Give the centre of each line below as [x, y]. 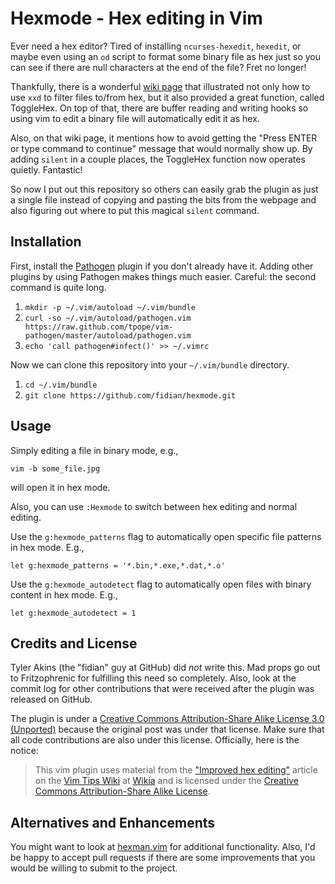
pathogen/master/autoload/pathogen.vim [108, 335]
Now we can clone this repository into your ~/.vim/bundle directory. [150, 364]
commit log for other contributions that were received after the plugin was [162, 689]
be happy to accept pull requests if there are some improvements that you [163, 858]
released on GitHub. [51, 699]
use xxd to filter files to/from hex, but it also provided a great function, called [167, 97]
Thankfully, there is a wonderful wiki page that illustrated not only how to [160, 86]
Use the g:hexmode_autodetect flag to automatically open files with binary [161, 584]
